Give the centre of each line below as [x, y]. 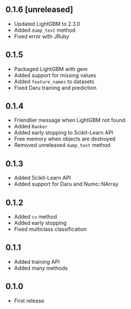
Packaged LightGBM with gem [51, 69]
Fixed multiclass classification [50, 229]
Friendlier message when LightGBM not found [70, 120]
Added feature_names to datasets [54, 81]
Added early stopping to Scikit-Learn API [63, 133]
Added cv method [35, 217]
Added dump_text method [45, 30]
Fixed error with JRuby [41, 36]
